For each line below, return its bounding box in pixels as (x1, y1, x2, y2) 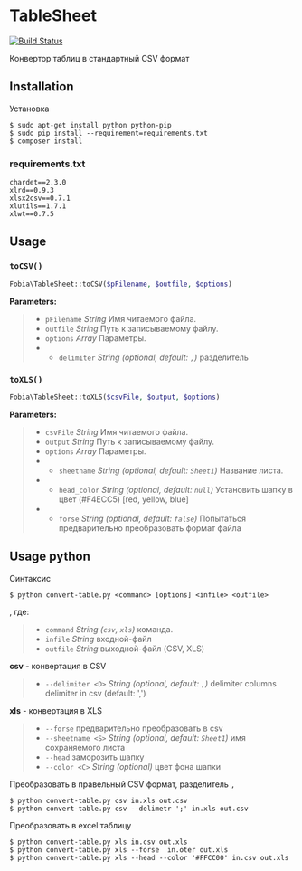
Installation (9, 79, 74, 95)
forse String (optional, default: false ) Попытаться (58, 513, 247, 524)
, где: (9, 606, 30, 617)
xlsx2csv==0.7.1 (9, 194, 71, 204)
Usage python (9, 549, 90, 564)
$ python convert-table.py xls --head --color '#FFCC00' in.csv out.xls (9, 853, 289, 862)
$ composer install (9, 137, 83, 146)
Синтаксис (9, 573, 52, 583)
